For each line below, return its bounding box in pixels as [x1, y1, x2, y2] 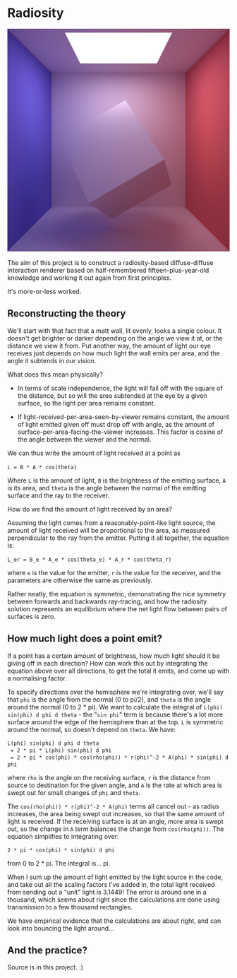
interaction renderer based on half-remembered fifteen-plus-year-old [7, 266, 209, 274]
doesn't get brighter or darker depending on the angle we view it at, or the [7, 334, 224, 342]
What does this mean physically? [7, 370, 104, 379]
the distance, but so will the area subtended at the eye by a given [17, 391, 207, 400]
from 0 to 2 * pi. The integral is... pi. [7, 859, 111, 867]
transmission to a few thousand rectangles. [7, 902, 133, 911]
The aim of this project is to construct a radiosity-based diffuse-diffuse [7, 258, 214, 266]
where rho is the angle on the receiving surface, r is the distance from [7, 773, 211, 782]
